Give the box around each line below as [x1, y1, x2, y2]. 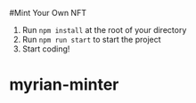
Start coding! [21, 44, 70, 54]
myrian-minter [9, 75, 119, 95]
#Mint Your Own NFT [9, 8, 87, 18]
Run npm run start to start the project [21, 35, 162, 44]
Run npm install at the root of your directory [21, 25, 187, 35]
